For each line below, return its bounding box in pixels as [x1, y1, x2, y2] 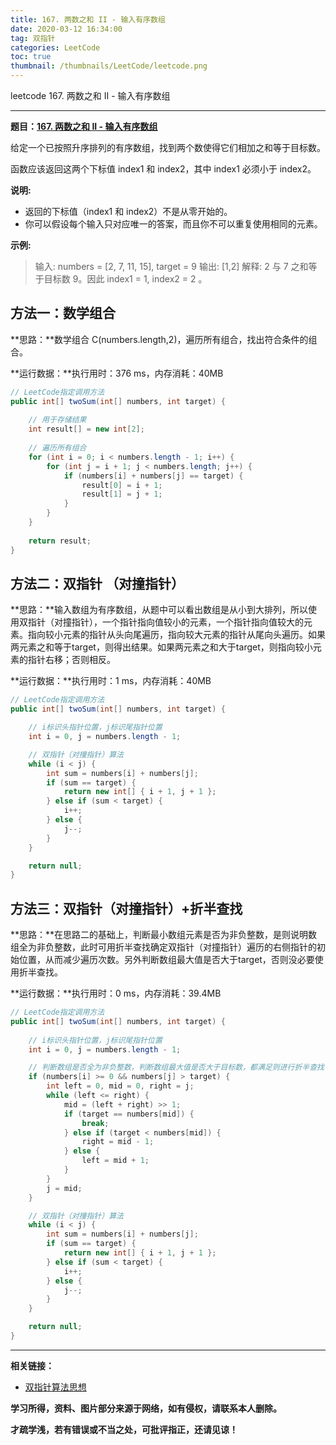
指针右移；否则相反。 [27, 654, 116, 666]
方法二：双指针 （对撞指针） [10, 575, 185, 592]
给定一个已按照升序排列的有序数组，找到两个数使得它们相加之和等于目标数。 [10, 142, 326, 153]
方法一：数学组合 [10, 305, 116, 322]
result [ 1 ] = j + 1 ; [81, 489, 163, 500]
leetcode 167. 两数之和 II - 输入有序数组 [10, 90, 171, 101]
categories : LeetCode [10, 42, 101, 53]
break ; [81, 1118, 110, 1128]
